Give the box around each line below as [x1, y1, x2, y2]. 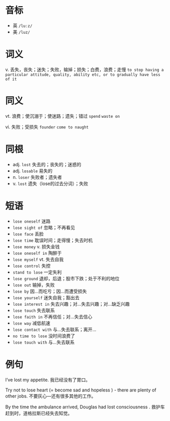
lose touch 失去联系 [12, 307, 55, 313]
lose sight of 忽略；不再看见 [12, 224, 75, 230]
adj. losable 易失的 [12, 168, 52, 174]
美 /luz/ [12, 29, 31, 35]
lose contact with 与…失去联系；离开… [12, 326, 97, 332]
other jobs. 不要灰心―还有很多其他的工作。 [5, 393, 96, 399]
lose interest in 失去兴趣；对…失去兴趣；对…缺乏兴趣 [12, 301, 130, 307]
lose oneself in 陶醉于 [12, 250, 62, 256]
